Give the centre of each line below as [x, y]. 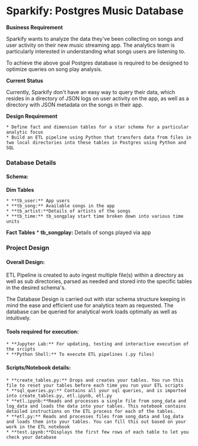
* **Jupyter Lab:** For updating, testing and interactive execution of [98, 344]
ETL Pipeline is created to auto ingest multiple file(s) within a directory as [95, 275]
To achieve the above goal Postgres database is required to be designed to [98, 63]
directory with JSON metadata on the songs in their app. [75, 104]
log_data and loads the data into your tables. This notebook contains [96, 406]
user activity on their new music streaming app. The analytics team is [91, 45]
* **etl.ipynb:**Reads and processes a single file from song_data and [96, 401]
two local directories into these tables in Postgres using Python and [96, 142]
